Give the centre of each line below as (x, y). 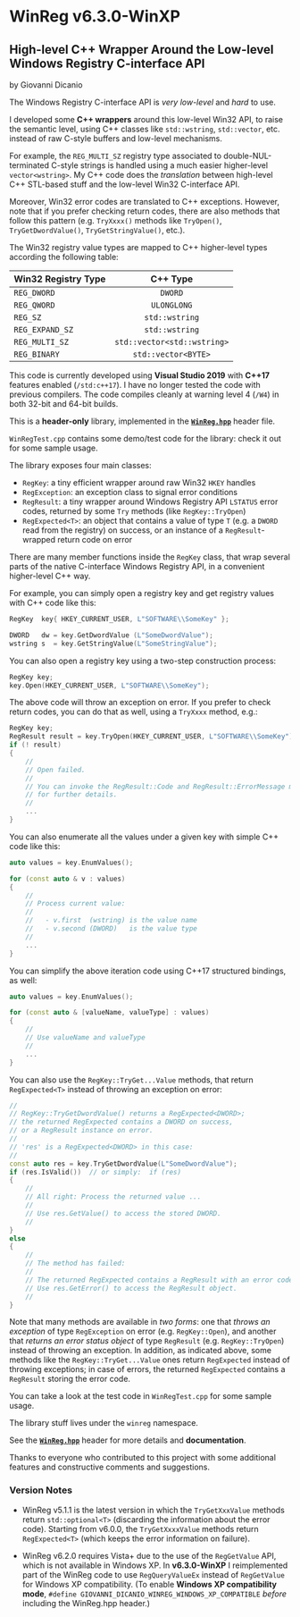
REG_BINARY (37, 354)
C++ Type (172, 279)
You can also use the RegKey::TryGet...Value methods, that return (132, 1080)
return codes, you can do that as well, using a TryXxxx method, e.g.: (133, 712)
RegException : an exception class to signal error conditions (130, 492)
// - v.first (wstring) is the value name (112, 921)
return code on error (95, 539)
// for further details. (71, 795)
